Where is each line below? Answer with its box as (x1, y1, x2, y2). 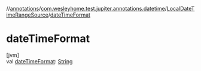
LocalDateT (166, 5, 195, 12)
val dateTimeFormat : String (6, 57, 73, 64)
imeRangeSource (6, 11, 49, 18)
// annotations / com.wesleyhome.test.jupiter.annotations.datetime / (6, 5, 167, 12)
